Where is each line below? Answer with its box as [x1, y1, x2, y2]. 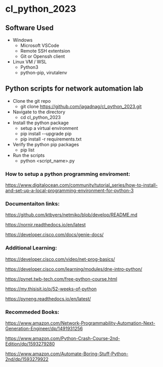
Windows [12, 37, 33, 43]
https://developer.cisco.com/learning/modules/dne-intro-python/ [5, 266, 143, 272]
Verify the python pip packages [12, 141, 79, 147]
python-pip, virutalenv [20, 70, 67, 76]
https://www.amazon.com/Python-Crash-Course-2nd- [5, 335, 120, 341]
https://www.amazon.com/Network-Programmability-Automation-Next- [5, 320, 156, 326]
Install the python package [12, 120, 69, 126]
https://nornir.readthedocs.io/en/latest [5, 222, 86, 228]
